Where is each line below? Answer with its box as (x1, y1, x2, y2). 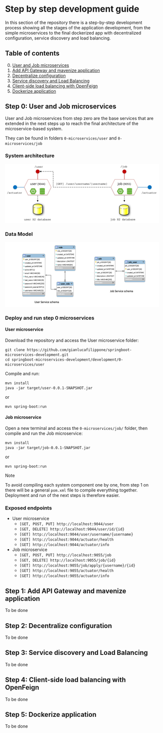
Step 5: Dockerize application (5, 710, 97, 718)
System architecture (5, 152, 55, 159)
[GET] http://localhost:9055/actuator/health (19, 569, 114, 573)
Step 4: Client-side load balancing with (5, 676, 126, 684)
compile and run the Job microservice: (5, 430, 83, 436)
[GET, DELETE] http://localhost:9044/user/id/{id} (19, 527, 125, 532)
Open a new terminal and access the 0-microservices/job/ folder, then (5, 426, 148, 431)
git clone (5, 347, 25, 352)
